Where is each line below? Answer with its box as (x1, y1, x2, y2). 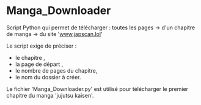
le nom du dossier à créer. (15, 73, 81, 81)
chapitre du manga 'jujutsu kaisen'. (6, 92, 94, 99)
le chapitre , (15, 54, 46, 61)
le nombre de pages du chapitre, (15, 67, 98, 74)
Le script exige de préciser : (6, 42, 77, 49)
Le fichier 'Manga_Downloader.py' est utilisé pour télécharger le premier (6, 85, 188, 92)
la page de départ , (15, 60, 64, 68)
